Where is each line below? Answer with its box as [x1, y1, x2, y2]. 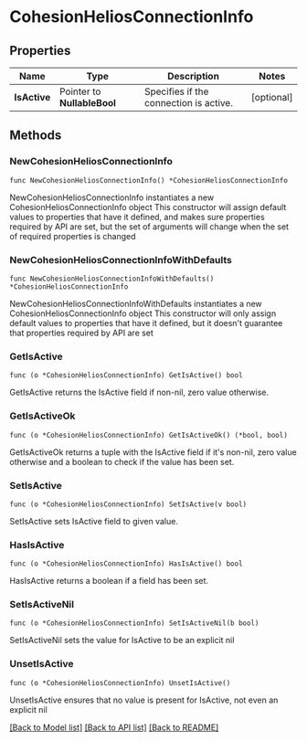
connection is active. [144, 97, 233, 109]
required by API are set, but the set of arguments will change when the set [9, 221, 290, 232]
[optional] [250, 91, 293, 103]
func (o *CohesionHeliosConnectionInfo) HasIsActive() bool [9, 559, 244, 568]
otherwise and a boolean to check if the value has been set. [9, 456, 235, 467]
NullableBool [58, 97, 117, 109]
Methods [9, 128, 62, 143]
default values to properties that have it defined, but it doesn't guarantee [9, 317, 283, 328]
